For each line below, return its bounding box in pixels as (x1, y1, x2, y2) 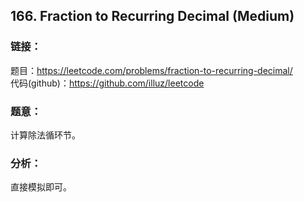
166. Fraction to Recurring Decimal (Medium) (10, 8, 295, 25)
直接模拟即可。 (10, 181, 72, 193)
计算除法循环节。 (10, 129, 81, 141)
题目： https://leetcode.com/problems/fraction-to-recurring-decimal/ (10, 64, 293, 76)
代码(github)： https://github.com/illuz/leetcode (10, 77, 205, 89)
